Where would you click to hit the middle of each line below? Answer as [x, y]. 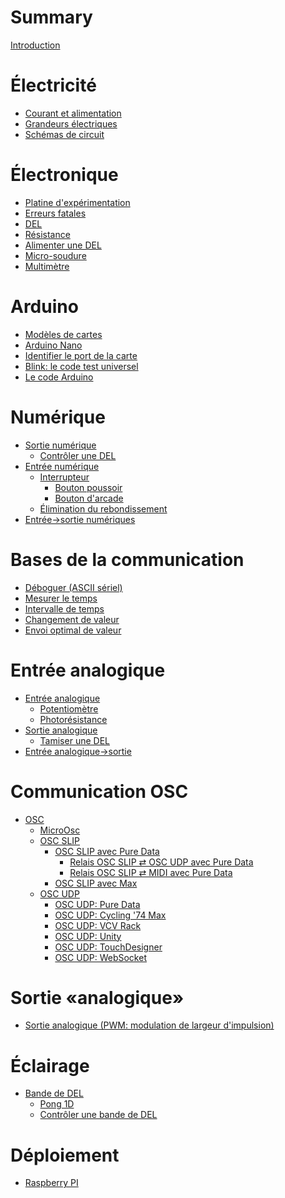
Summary [51, 17]
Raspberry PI [51, 1183]
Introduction [35, 45]
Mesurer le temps [61, 598]
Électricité [53, 85]
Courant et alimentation [73, 113]
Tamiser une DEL [74, 740]
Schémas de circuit [64, 134]
